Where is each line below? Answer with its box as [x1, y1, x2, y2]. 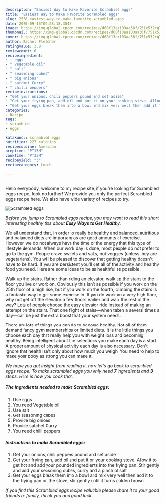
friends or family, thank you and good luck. [5, 493, 93, 499]
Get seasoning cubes [12, 413, 56, 418]
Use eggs [12, 397, 32, 403]
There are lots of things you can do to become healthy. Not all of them [5, 322, 147, 327]
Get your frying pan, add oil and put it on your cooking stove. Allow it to [12, 457, 157, 463]
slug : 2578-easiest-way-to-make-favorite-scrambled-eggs [5, 16, 124, 21]
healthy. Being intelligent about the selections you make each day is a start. [5, 337, 158, 343]
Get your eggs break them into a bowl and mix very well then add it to [12, 473, 153, 478]
